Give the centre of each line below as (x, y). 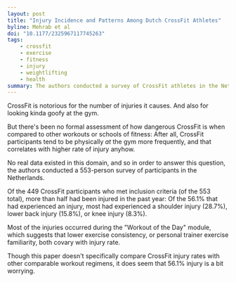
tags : (15, 40)
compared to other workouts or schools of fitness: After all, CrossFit (106, 134)
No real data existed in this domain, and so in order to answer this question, (117, 163)
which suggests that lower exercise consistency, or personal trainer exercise (118, 235)
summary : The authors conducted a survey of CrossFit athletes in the (113, 86)
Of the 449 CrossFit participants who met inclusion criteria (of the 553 (109, 191)
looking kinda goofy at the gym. (53, 113)
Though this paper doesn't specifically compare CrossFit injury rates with (113, 256)
